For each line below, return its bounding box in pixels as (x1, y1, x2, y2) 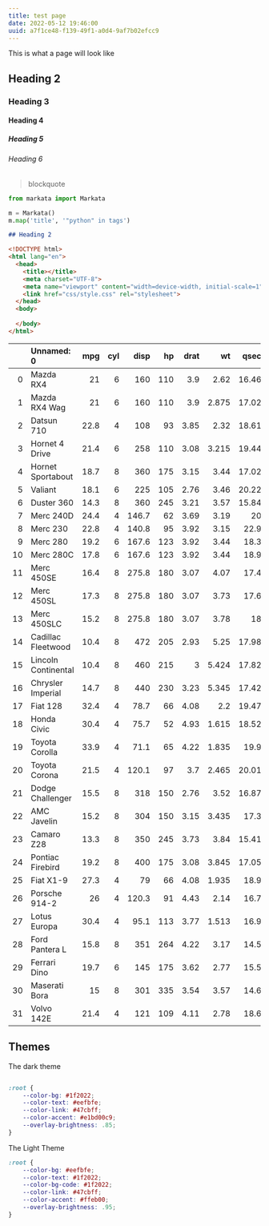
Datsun (30, 414, 58, 425)
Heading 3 (8, 95, 50, 107)
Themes (8, 1040, 50, 1054)
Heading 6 (8, 154, 43, 164)
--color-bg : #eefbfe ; (22, 1166, 94, 1174)
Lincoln (30, 654, 58, 665)
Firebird (30, 861, 60, 873)
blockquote (27, 179, 66, 188)
